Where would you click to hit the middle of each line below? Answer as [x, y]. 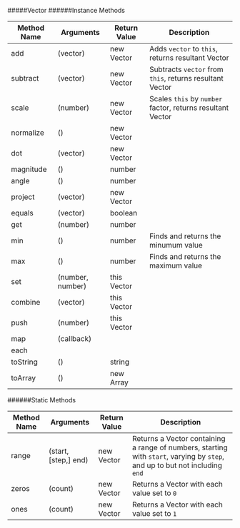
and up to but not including [177, 465]
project [23, 197]
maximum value [175, 265]
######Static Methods [42, 400]
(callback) [74, 339]
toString [24, 362]
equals [22, 213]
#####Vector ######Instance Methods [66, 10]
